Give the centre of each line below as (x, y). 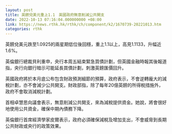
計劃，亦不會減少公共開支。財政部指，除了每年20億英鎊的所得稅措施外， (87, 85)
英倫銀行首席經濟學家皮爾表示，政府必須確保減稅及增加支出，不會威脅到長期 (86, 120)
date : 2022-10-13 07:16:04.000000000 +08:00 (53, 19)
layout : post (19, 10)
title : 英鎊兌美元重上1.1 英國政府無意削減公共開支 (55, 15)
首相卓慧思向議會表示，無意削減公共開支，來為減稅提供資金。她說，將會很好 (86, 102)
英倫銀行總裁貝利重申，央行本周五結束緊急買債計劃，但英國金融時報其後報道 (86, 61)
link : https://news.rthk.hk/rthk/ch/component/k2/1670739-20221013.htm (83, 24)
